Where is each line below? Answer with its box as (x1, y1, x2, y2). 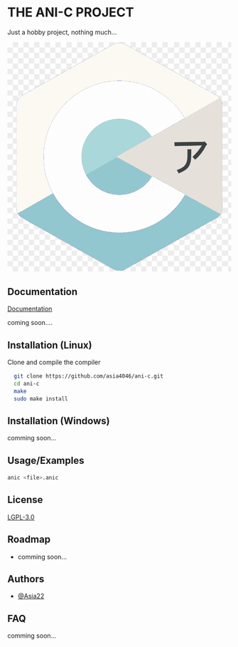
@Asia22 (17, 592, 45, 601)
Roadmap (7, 534, 51, 546)
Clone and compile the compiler (7, 358, 101, 366)
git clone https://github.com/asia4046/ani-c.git (13, 372, 163, 380)
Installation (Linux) (7, 339, 92, 351)
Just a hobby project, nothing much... (7, 28, 117, 36)
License (7, 494, 43, 506)
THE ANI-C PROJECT (7, 4, 134, 21)
